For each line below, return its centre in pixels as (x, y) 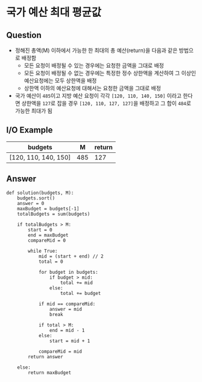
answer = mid (66, 309)
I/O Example (30, 130)
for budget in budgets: (68, 272)
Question (24, 35)
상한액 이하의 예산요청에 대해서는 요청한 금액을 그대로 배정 (93, 88)
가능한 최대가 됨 (33, 111)
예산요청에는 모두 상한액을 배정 (60, 80)
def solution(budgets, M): (40, 193)
